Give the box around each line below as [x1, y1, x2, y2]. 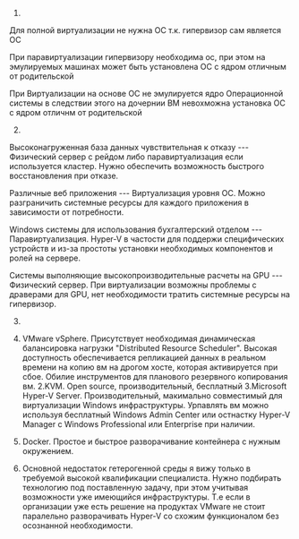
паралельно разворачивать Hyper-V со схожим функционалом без [21, 510, 279, 521]
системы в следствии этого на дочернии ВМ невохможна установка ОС [9, 98, 286, 108]
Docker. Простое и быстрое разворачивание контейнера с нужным [21, 436, 281, 447]
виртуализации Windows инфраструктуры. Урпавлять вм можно [21, 400, 269, 410]
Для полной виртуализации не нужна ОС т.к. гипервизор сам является [9, 25, 282, 35]
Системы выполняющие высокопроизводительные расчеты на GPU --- [9, 270, 284, 280]
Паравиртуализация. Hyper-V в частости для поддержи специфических [9, 234, 285, 244]
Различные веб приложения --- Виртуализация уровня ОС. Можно [9, 188, 266, 198]
